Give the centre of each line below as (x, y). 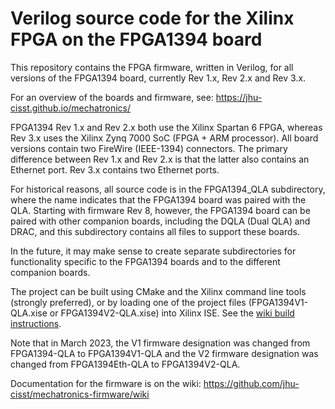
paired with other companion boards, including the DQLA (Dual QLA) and (160, 221)
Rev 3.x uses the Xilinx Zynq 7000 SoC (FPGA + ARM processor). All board (164, 138)
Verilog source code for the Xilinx (152, 18)
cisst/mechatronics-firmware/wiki (80, 394)
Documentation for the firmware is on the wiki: (106, 383)
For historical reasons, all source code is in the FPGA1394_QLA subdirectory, (168, 189)
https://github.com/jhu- (251, 383)
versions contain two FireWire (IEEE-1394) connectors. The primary (149, 148)
